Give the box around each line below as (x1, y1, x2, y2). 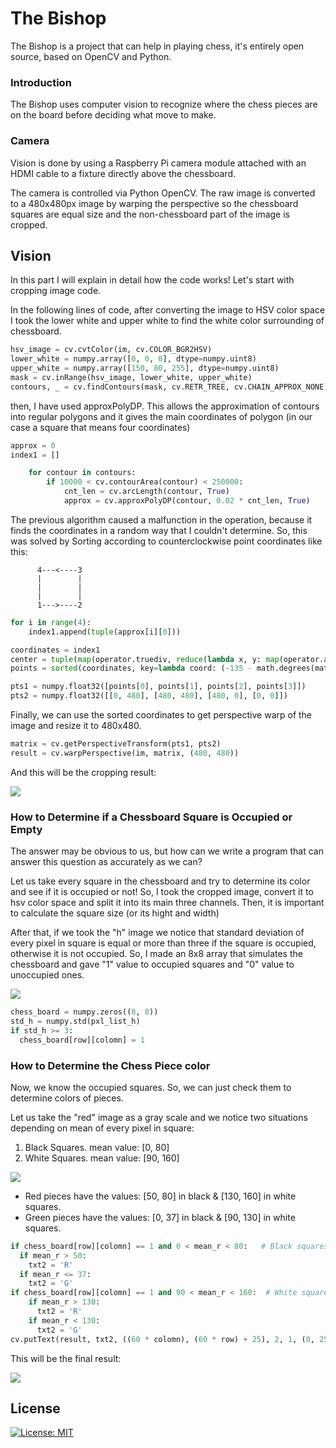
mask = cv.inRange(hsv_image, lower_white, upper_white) (10, 372, 253, 382)
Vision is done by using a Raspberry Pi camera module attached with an (10, 157, 307, 169)
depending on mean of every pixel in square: (10, 1122, 195, 1134)
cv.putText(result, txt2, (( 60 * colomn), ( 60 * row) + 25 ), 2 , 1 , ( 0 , (10, 1334, 315, 1344)
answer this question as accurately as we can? (10, 856, 203, 868)
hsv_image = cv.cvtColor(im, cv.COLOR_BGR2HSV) (10, 345, 213, 355)
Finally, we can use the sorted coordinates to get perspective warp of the (10, 709, 313, 721)
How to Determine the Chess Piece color (10, 1058, 211, 1072)
